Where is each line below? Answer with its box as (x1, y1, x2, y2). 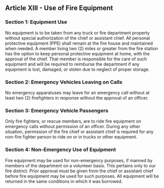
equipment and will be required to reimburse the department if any (5, 61, 140, 67)
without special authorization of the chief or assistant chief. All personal (5, 35, 150, 41)
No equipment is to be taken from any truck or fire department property (5, 29, 150, 36)
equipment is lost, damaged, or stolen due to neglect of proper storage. (5, 66, 150, 72)
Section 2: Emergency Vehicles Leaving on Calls (5, 79, 123, 85)
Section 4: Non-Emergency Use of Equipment (5, 146, 116, 153)
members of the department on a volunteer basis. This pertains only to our (5, 162, 156, 168)
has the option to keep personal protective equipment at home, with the (5, 51, 150, 56)
